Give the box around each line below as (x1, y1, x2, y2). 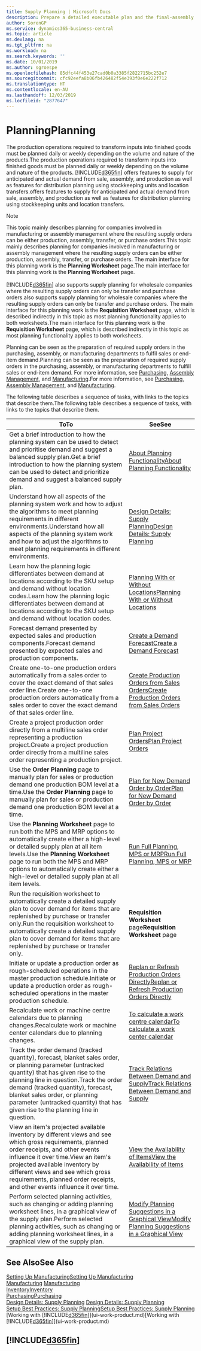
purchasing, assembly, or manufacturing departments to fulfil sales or (6, 349, 178, 357)
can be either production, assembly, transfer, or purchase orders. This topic (6, 236, 191, 244)
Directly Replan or (128, 978, 178, 986)
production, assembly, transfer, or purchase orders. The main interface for (6, 255, 190, 263)
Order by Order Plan (128, 784, 184, 792)
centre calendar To (128, 1017, 180, 1026)
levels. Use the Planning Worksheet (9, 850, 109, 858)
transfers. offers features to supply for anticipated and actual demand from (6, 188, 190, 195)
